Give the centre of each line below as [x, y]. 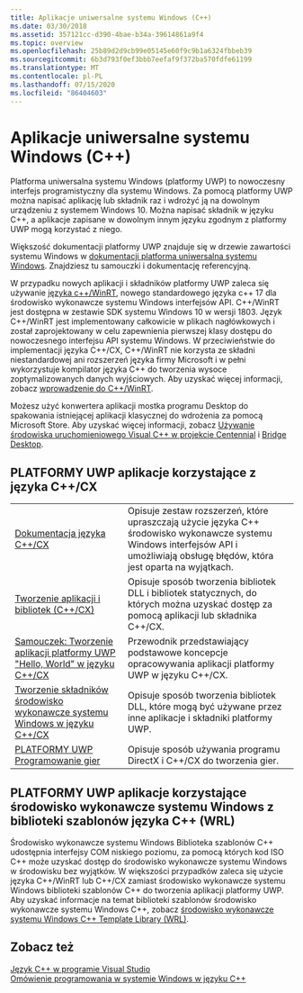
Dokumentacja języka [60, 534]
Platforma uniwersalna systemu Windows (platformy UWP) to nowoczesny [148, 182]
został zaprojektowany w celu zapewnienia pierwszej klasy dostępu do [141, 331]
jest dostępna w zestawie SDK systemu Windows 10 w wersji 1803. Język [146, 312]
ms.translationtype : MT [55, 68]
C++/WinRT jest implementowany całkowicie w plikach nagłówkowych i [143, 321]
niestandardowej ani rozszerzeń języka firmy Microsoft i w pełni [128, 360]
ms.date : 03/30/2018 [49, 26]
